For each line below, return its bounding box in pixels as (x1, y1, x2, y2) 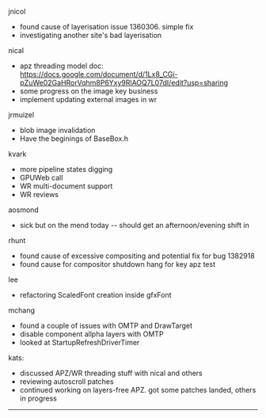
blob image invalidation (19, 126, 96, 135)
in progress (19, 393, 57, 403)
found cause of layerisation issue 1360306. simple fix (19, 22, 194, 31)
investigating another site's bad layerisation (19, 31, 162, 40)
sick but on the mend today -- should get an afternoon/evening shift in (19, 221, 249, 230)
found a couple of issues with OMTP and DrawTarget (19, 321, 192, 330)
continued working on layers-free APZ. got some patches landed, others (19, 386, 256, 394)
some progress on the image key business (19, 86, 158, 96)
